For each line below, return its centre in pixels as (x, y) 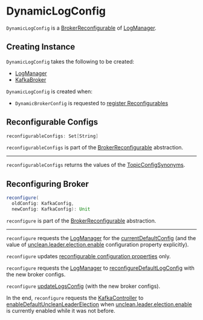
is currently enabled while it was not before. (61, 310)
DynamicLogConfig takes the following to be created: (70, 61)
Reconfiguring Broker (48, 184)
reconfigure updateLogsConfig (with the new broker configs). (83, 286)
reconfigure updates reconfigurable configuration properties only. (89, 256)
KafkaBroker (31, 79)
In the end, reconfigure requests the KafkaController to (75, 298)
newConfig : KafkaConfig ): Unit (51, 209)
